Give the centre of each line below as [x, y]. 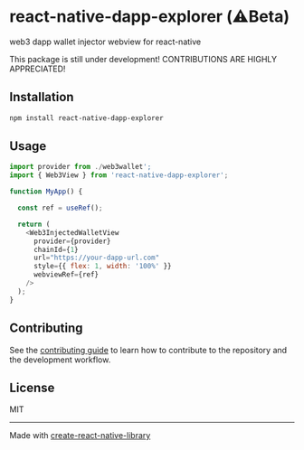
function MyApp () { [46, 192]
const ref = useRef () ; [60, 208]
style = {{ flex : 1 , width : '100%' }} [102, 267]
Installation [42, 97]
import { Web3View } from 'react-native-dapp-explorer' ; [119, 175]
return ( [34, 224]
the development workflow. [60, 360]
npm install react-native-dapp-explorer [87, 118]
